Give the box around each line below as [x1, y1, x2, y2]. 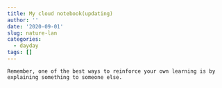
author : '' [7, 17, 39, 24]
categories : [7, 36, 42, 43]
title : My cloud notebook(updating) [7, 10, 113, 17]
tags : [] [7, 49, 33, 56]
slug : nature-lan [7, 29, 58, 37]
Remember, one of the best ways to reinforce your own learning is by [7, 67, 216, 75]
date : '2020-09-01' [7, 23, 64, 30]
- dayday [13, 42, 39, 49]
